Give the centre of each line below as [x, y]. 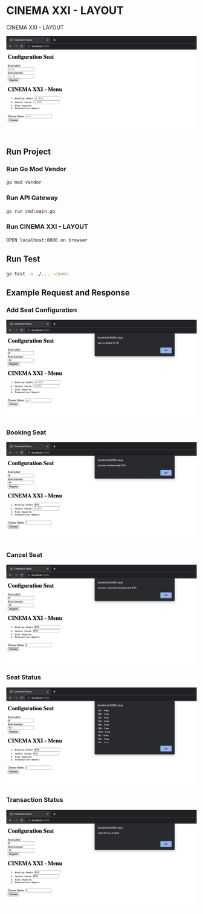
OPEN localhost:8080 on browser [47, 240]
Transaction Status [35, 800]
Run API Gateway [32, 198]
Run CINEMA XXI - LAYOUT [47, 227]
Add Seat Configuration [42, 310]
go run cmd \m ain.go [31, 211]
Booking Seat [26, 432]
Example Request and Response [68, 293]
